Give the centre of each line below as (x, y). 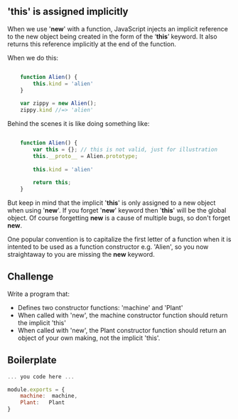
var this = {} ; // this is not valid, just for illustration (125, 149)
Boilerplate (32, 360)
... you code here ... (41, 376)
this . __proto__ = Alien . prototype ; (86, 156)
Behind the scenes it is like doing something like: (79, 124)
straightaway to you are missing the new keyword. (81, 255)
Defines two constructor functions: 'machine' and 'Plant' (100, 307)
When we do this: (33, 58)
